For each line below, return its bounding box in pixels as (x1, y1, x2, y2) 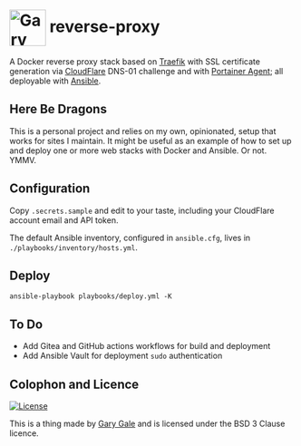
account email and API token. (9, 214, 119, 226)
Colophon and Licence (9, 376, 140, 392)
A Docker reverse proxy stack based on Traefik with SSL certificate (9, 55, 261, 67)
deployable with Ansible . (9, 75, 102, 86)
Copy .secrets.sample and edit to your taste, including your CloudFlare (9, 205, 275, 216)
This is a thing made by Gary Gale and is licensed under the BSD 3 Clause (9, 418, 286, 429)
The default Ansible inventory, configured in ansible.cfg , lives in (9, 232, 251, 243)
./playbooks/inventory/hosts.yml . (9, 241, 138, 253)
